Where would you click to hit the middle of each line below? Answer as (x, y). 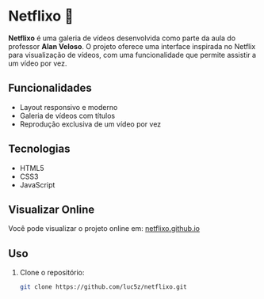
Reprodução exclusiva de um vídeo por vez (90, 124)
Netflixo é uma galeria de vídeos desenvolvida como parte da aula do (122, 38)
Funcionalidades (50, 88)
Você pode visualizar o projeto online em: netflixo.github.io (104, 229)
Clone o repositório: (52, 273)
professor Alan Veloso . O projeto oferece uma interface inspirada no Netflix (132, 46)
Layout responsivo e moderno (69, 107)
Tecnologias (39, 149)
